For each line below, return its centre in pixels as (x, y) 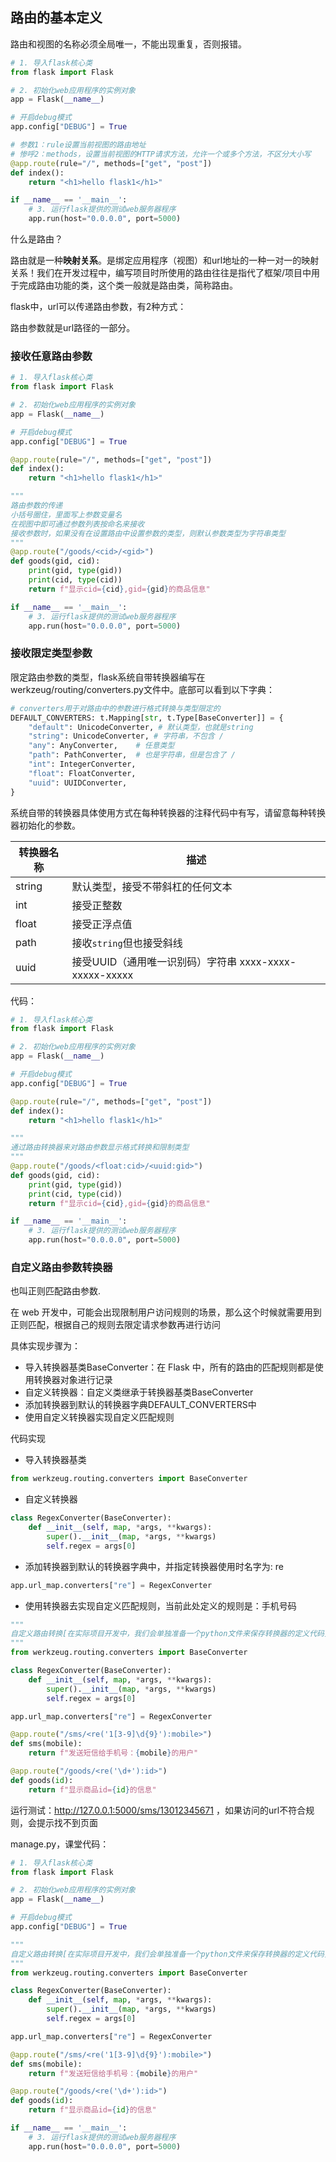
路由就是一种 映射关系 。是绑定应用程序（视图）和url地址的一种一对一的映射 (165, 260)
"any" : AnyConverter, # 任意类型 (101, 746)
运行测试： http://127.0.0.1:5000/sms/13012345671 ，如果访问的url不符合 (158, 1810)
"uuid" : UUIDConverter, (78, 783)
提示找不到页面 (67, 1822)
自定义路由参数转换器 (61, 1267)
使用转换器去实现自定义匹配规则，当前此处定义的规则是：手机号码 (160, 1605)
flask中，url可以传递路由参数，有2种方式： (98, 307)
